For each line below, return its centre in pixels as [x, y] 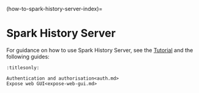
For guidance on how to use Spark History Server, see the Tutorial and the [100, 50]
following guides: [28, 57]
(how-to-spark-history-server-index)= [54, 9]
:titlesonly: [23, 67]
